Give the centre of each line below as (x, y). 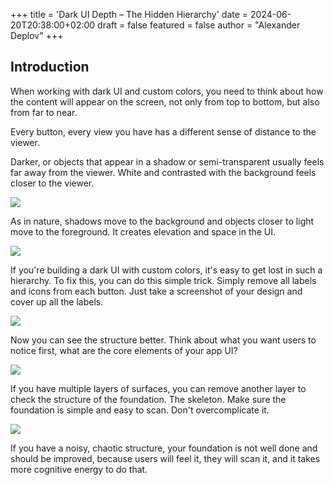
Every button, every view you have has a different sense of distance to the (163, 131)
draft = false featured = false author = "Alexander (199, 25)
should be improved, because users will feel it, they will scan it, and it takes (165, 458)
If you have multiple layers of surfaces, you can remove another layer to (158, 388)
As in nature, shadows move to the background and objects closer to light (162, 221)
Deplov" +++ (37, 35)
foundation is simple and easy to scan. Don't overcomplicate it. (140, 410)
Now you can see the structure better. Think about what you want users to (163, 340)
